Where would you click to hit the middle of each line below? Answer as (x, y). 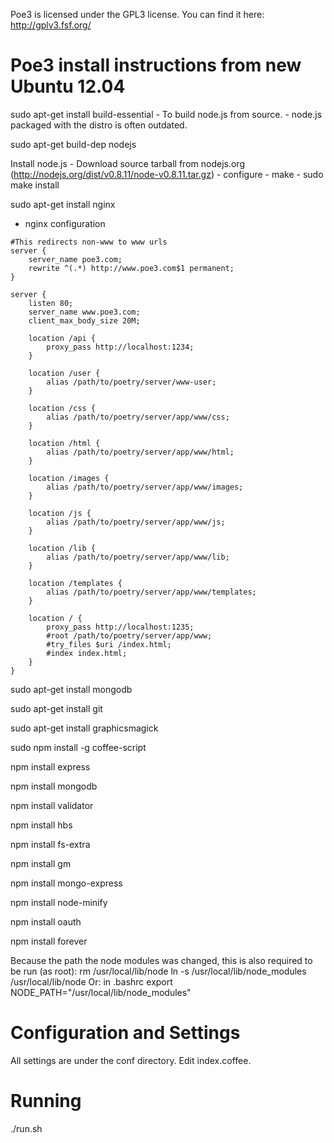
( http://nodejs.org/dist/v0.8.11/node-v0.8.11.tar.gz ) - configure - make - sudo (167, 174)
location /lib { (62, 548)
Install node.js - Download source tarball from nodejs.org (127, 163)
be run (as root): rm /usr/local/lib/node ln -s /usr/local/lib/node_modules (158, 971)
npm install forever (49, 941)
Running (46, 1101)
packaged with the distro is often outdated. (99, 125)
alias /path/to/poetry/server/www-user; (131, 382)
